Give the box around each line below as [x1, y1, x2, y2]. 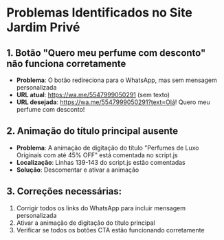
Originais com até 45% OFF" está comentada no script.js [16, 150, 178, 159]
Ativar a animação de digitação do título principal [16, 219, 155, 227]
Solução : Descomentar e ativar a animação [16, 166, 139, 174]
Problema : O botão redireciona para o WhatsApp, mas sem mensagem [16, 76, 218, 84]
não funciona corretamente [6, 57, 126, 70]
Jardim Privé [6, 19, 80, 35]
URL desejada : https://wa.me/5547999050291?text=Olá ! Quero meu [16, 98, 210, 106]
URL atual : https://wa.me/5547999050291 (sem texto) [16, 91, 170, 99]
